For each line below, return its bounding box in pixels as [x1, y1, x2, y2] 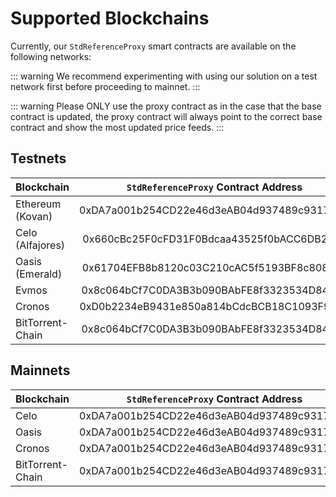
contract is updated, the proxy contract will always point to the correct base [10, 110, 323, 122]
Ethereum [15, 197, 62, 211]
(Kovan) [15, 209, 53, 223]
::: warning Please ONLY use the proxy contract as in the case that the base [10, 100, 322, 112]
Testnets [10, 150, 67, 167]
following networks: [10, 50, 92, 62]
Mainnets [10, 362, 71, 379]
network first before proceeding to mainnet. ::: [10, 80, 201, 92]
